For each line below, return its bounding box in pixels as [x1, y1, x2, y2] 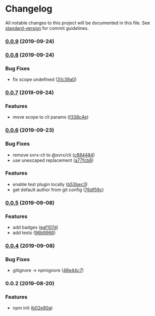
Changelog [5, 3, 53, 15]
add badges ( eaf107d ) [12, 224, 59, 231]
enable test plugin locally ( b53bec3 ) [12, 181, 88, 187]
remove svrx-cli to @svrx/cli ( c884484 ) [12, 152, 95, 158]
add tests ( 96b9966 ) [12, 230, 56, 236]
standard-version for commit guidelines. [5, 25, 89, 31]
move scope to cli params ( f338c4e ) [12, 114, 89, 120]
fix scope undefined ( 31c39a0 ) [12, 76, 77, 82]
